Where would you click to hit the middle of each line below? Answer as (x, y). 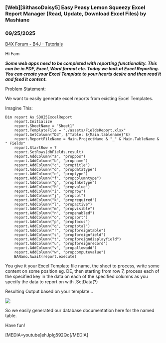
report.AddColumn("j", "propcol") (50, 196)
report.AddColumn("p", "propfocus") (52, 222)
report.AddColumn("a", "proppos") (50, 157)
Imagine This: (19, 108)
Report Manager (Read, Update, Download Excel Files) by (76, 13)
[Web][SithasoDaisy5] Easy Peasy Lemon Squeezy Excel (75, 7)
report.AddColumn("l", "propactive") (53, 205)
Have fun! (15, 326)
